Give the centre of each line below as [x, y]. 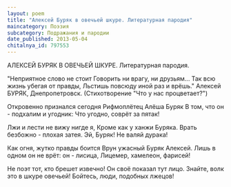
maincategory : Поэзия [38, 26]
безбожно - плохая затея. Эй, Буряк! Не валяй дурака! [88, 135]
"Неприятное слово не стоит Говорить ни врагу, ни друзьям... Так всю [111, 79]
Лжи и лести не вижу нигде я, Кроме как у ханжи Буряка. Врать [102, 127]
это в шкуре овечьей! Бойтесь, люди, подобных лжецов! [91, 176]
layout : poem [26, 13]
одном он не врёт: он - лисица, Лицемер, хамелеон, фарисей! [99, 155]
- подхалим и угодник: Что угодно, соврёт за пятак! [83, 114]
